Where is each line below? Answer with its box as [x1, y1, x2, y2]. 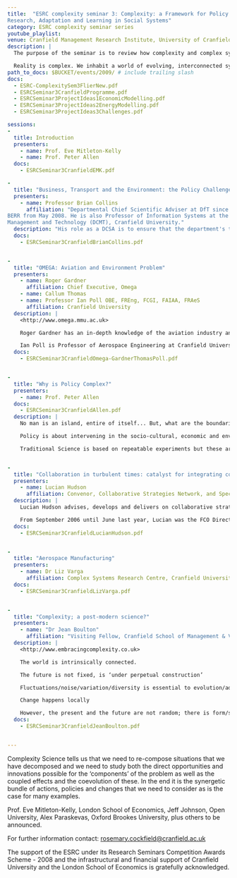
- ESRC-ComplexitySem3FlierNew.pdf [13, 82, 119, 89]
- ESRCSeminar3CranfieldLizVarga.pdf [20, 587, 131, 595]
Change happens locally [20, 697, 90, 704]
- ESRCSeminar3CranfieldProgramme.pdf [13, 89, 128, 96]
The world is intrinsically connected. [20, 659, 138, 666]
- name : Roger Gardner [20, 277, 87, 284]
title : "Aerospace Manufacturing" [13, 555, 115, 562]
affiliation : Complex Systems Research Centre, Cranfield [25, 575, 200, 582]
